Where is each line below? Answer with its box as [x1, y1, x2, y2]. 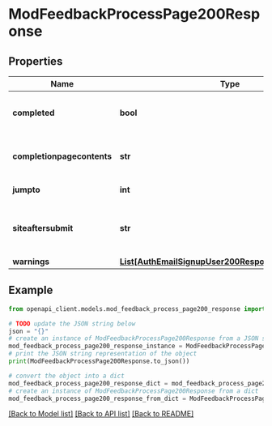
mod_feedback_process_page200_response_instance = [8, 342, 183, 351]
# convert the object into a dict [8, 372, 125, 380]
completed [12, 107, 55, 118]
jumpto [12, 184, 40, 195]
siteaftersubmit [12, 223, 74, 233]
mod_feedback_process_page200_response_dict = [8, 379, 168, 387]
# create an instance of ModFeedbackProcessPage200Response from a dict [8, 386, 259, 395]
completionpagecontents [12, 151, 113, 162]
